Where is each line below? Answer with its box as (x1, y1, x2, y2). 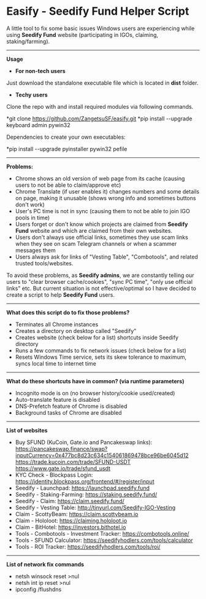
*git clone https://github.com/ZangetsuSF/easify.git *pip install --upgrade (6, 115, 193, 122)
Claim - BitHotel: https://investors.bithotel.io (15, 523, 126, 531)
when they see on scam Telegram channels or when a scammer (15, 240, 177, 247)
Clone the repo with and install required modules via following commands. (6, 103, 194, 110)
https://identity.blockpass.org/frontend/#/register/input (15, 477, 154, 485)
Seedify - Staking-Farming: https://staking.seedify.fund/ (15, 490, 158, 498)
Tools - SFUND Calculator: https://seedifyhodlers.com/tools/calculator (15, 536, 193, 544)
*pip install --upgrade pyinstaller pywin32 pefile (6, 145, 128, 152)
